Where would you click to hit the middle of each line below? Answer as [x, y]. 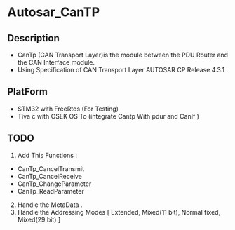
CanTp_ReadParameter [51, 191]
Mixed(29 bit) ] [39, 219]
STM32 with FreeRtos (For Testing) [68, 109]
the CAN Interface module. [56, 62]
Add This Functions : [47, 155]
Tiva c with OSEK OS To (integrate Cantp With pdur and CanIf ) [108, 116]
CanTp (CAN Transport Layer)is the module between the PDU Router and [123, 55]
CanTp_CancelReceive [50, 176]
